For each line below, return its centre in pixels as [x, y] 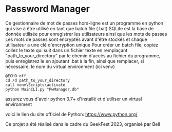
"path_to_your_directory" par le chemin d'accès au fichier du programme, [83, 56]
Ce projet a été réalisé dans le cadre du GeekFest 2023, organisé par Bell [83, 124]
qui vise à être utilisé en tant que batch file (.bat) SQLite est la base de [80, 28]
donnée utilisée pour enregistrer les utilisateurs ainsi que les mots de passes [86, 34]
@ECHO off [16, 76]
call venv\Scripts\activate [35, 85]
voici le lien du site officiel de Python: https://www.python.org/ [71, 114]
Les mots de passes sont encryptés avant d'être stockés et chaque [76, 39]
